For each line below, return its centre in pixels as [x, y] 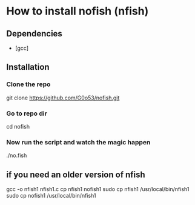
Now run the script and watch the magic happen [78, 142]
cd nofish [18, 126]
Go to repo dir [27, 113]
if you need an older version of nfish [76, 174]
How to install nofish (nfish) [78, 11]
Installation [28, 67]
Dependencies [34, 34]
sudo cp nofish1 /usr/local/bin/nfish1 [51, 196]
